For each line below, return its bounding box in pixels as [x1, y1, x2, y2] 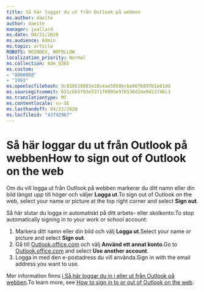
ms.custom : [6, 66, 34, 72]
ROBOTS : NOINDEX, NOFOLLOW [6, 49, 75, 55]
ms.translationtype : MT [6, 94, 67, 101]
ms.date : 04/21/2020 [6, 32, 59, 38]
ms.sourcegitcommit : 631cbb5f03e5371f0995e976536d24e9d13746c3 [6, 89, 171, 95]
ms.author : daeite [6, 15, 53, 21]
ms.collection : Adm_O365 [6, 60, 70, 66]
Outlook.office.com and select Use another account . [15, 247, 149, 255]
